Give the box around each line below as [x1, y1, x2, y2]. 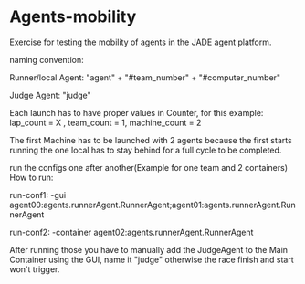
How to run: [9, 172, 54, 183]
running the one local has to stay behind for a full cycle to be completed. [9, 144, 282, 155]
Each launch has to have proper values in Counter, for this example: [9, 107, 264, 118]
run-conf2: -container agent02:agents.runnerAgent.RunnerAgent [9, 226, 254, 237]
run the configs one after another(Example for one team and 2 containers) [9, 162, 289, 173]
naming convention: [9, 54, 84, 65]
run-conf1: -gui [9, 189, 67, 200]
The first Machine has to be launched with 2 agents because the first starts [9, 134, 292, 145]
